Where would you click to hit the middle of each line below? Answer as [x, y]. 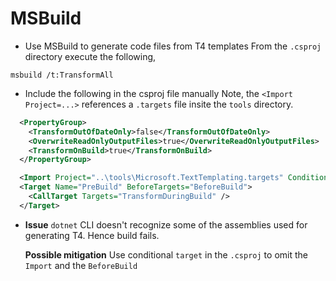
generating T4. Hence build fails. [92, 235]
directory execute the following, [90, 56]
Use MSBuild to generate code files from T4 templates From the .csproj [173, 46]
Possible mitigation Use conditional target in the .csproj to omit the [166, 254]
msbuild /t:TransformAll [62, 75]
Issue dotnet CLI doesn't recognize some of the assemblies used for [166, 224]
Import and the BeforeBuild [81, 265]
